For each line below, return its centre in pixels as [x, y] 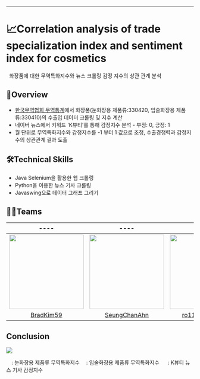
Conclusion [28, 336]
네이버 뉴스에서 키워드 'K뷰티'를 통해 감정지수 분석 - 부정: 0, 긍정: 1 [92, 125]
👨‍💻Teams [24, 211]
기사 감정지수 [28, 370]
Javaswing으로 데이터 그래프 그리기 [57, 192]
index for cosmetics [56, 59]
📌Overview [27, 95]
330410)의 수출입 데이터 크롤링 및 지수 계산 [72, 117]
